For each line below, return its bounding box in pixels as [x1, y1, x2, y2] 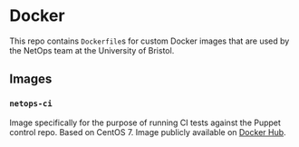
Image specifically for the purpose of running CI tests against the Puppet [9, 117, 281, 128]
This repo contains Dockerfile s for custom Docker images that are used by [9, 35, 290, 46]
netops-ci [9, 99, 53, 109]
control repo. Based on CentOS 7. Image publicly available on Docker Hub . [9, 126, 287, 137]
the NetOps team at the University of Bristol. [9, 44, 175, 55]
